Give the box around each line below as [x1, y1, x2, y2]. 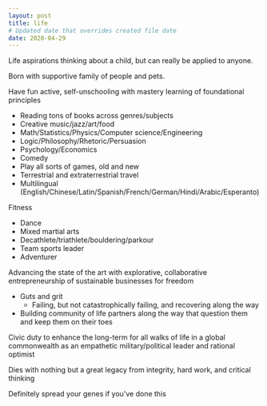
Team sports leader [19, 244, 85, 253]
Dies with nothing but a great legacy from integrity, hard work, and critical [8, 365, 252, 375]
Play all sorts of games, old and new [19, 161, 140, 172]
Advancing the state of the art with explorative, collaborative [8, 268, 208, 277]
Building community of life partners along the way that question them [19, 308, 248, 318]
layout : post [8, 11, 52, 20]
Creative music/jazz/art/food [19, 119, 115, 129]
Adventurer [19, 253, 58, 262]
